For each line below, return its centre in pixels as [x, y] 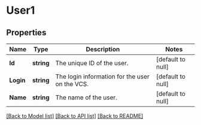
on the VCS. [72, 84]
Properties [26, 33]
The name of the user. [86, 97]
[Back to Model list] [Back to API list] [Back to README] [75, 116]
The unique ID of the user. [92, 63]
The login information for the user [102, 77]
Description [103, 49]
